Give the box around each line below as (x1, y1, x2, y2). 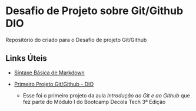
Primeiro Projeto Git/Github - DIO (14, 80, 94, 87)
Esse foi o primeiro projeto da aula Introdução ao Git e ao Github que (22, 92, 191, 99)
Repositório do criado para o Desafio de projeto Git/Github (5, 36, 147, 43)
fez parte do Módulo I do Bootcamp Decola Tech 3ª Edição (22, 98, 166, 105)
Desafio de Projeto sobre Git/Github (5, 4, 184, 18)
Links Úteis (5, 53, 48, 63)
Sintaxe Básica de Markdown (14, 69, 85, 76)
